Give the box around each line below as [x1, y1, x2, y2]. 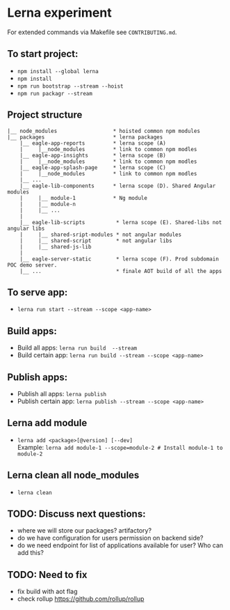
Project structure [7, 109, 83, 121]
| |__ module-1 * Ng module [19, 194, 148, 201]
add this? [17, 549, 44, 557]
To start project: [7, 48, 79, 60]
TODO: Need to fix [7, 569, 88, 581]
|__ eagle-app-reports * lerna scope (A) [19, 139, 167, 147]
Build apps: [7, 325, 58, 337]
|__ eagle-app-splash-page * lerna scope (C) [19, 164, 167, 171]
